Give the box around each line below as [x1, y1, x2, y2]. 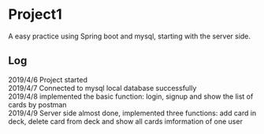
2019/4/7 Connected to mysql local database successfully [8, 83, 197, 92]
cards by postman [8, 100, 67, 109]
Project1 [8, 5, 63, 24]
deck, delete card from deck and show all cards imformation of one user [8, 116, 243, 126]
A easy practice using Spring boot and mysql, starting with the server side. [8, 31, 251, 41]
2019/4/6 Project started [8, 74, 88, 84]
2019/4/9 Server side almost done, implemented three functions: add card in [8, 108, 257, 118]
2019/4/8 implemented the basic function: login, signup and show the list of [8, 92, 254, 101]
